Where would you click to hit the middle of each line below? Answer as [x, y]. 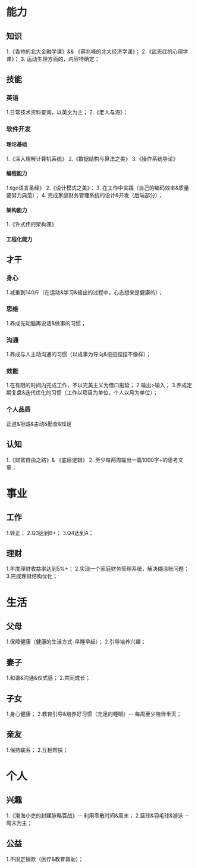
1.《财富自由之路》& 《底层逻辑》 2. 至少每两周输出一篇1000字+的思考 [92, 460]
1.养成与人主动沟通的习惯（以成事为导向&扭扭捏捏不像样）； [79, 354]
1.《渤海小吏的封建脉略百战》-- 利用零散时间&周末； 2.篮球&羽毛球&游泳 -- [98, 815]
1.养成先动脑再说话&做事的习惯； [46, 323]
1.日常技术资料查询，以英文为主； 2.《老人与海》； [67, 112]
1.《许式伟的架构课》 [32, 225]
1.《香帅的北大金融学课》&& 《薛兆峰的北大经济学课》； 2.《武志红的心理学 [97, 52]
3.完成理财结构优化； [32, 576]
